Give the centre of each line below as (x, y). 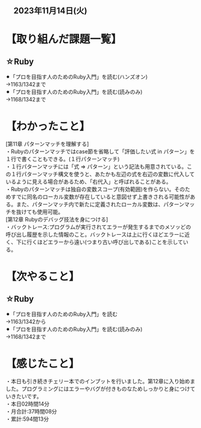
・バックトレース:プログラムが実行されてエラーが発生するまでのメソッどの (98, 227)
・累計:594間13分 (27, 419)
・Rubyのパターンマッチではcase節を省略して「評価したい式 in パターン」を (100, 152)
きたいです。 (26, 397)
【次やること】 (43, 276)
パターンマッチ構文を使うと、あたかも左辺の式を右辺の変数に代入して (108, 174)
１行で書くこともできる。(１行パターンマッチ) (63, 159)
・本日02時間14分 (28, 404)
